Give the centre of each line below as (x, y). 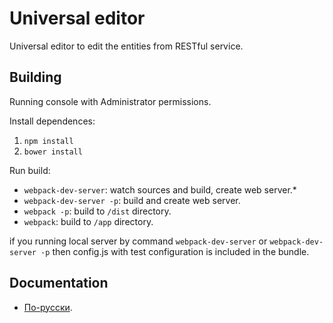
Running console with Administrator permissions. (110, 101)
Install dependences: (52, 121)
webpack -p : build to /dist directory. (97, 211)
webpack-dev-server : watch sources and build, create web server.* (160, 189)
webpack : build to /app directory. (88, 221)
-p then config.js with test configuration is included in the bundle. (175, 251)
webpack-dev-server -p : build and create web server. (132, 200)
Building (35, 77)
